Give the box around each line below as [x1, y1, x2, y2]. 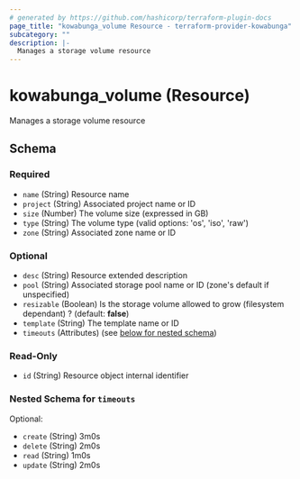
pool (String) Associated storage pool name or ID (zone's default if [22, 280, 269, 291]
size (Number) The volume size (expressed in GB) [22, 208, 209, 219]
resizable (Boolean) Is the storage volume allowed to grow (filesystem [22, 299, 285, 310]
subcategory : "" [9, 30, 70, 39]
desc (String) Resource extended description [22, 270, 187, 281]
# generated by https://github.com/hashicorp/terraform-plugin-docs [9, 13, 272, 23]
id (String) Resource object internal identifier [22, 370, 189, 381]
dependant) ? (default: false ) [22, 308, 130, 320]
